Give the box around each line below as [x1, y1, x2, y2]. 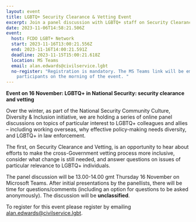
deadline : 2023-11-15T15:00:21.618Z [11, 52, 100, 58]
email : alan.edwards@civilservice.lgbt [11, 63, 108, 69]
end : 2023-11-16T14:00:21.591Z [11, 47, 87, 53]
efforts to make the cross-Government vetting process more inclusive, [6, 150, 175, 157]
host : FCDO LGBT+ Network [11, 36, 75, 41]
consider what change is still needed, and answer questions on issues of [6, 156, 181, 163]
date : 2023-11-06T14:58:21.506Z [6, 25, 85, 31]
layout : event [6, 8, 41, 15]
